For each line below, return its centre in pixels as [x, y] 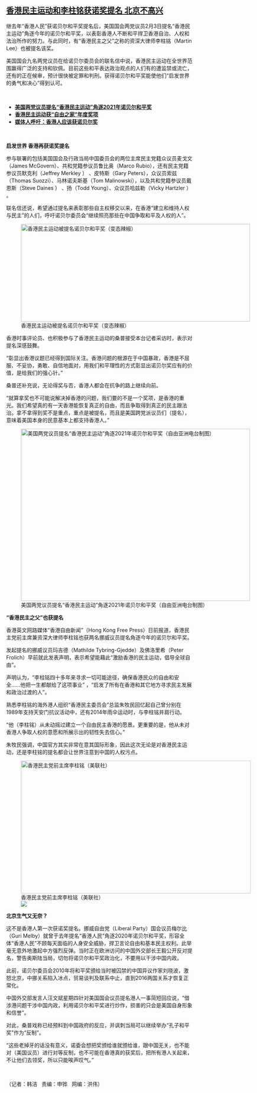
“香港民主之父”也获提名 [35, 617]
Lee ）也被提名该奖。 [32, 48]
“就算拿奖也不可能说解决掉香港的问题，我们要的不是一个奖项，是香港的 [93, 397]
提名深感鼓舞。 [24, 345]
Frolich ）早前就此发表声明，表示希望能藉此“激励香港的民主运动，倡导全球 [96, 657]
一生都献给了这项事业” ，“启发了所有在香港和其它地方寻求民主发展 [111, 684]
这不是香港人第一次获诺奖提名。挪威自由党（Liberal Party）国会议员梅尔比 [97, 928]
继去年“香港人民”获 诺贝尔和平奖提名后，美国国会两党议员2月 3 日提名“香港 [95, 26]
